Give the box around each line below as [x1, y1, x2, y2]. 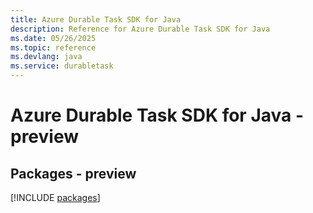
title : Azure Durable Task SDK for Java [10, 14, 182, 25]
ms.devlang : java [10, 52, 83, 62]
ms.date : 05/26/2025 [10, 33, 97, 43]
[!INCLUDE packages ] [10, 192, 101, 203]
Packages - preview [10, 165, 137, 182]
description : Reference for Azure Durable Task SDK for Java [10, 24, 271, 34]
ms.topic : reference [10, 42, 97, 53]
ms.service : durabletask [10, 61, 114, 71]
